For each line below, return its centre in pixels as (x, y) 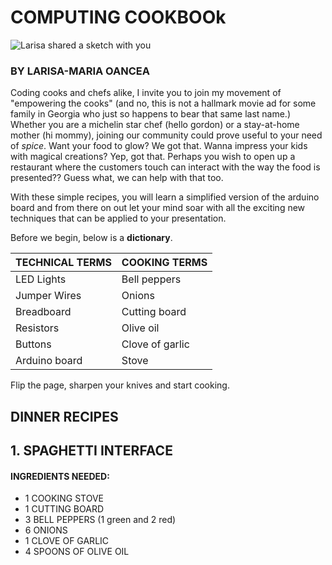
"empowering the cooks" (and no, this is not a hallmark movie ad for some (163, 103)
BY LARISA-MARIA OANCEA (80, 71)
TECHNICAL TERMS (63, 263)
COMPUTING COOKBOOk (118, 17)
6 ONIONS (46, 530)
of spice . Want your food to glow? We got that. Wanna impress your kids (159, 146)
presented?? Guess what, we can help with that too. (117, 178)
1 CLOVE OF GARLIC (67, 541)
